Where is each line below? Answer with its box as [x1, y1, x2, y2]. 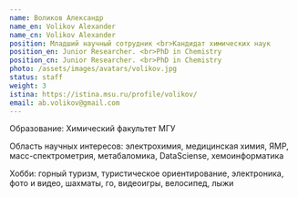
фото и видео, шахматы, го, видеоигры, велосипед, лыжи [9, 178, 234, 189]
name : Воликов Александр [9, 13, 104, 23]
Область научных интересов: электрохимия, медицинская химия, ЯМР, [9, 140, 289, 151]
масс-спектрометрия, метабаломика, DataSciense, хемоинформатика [9, 150, 284, 161]
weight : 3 [9, 81, 47, 90]
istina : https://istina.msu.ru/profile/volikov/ [9, 89, 198, 98]
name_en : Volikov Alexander [9, 22, 117, 31]
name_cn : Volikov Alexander [9, 30, 117, 39]
